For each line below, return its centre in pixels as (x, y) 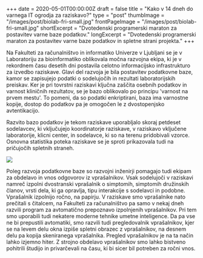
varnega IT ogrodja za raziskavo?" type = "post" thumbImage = (85, 15)
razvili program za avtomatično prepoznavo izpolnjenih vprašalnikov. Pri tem (101, 210)
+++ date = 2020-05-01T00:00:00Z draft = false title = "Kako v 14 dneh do (100, 9)
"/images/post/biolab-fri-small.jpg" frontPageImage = (73, 21)
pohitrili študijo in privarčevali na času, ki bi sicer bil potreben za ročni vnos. (101, 248)
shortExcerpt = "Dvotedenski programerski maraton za (108, 28)
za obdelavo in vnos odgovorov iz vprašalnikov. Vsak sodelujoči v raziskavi (100, 177)
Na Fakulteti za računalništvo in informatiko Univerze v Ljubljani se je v (94, 53)
